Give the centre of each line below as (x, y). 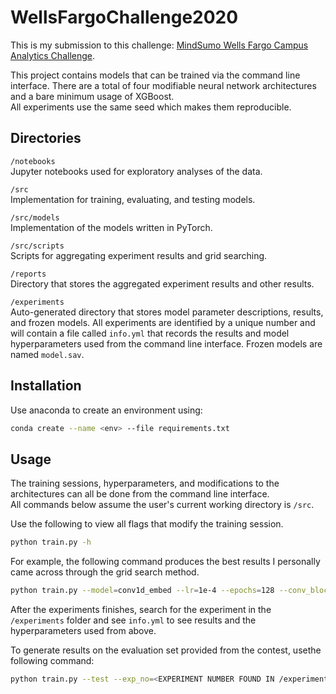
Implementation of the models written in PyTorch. (111, 227)
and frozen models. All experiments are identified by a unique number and (163, 322)
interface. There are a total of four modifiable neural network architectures (163, 85)
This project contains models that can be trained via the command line (155, 75)
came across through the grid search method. (105, 572)
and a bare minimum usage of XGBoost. (92, 96)
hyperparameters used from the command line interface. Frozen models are (166, 343)
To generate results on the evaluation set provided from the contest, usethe (166, 650)
